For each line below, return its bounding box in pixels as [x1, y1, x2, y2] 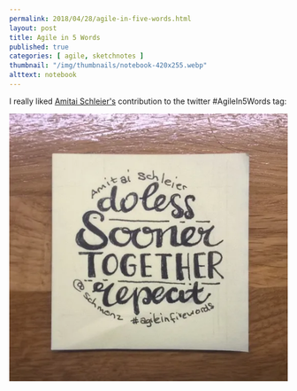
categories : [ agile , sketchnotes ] [9, 51, 144, 61]
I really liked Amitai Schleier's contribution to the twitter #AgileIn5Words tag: [9, 96, 287, 106]
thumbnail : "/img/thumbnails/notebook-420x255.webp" [9, 61, 208, 70]
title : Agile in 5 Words [9, 33, 101, 42]
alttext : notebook [9, 71, 77, 80]
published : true [9, 43, 69, 51]
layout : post [9, 23, 57, 33]
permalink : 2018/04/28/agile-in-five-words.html [9, 14, 192, 23]
